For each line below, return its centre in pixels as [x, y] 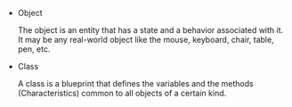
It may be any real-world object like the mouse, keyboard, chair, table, [146, 40]
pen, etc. [34, 49]
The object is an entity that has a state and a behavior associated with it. [150, 30]
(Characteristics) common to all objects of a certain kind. [122, 93]
